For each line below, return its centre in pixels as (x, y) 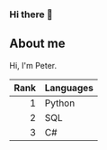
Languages (69, 88)
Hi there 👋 (31, 14)
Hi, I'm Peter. (33, 65)
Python (60, 103)
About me (37, 44)
